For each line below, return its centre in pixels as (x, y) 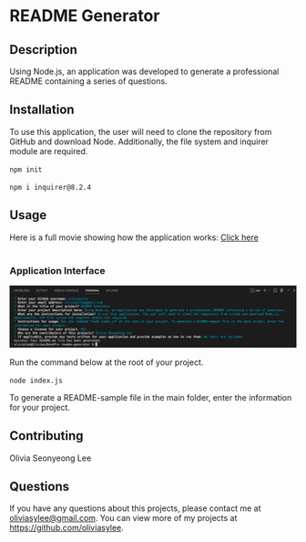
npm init (26, 170)
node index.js (36, 380)
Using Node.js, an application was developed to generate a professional (144, 71)
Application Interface (57, 270)
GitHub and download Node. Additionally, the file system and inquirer (139, 141)
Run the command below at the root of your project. (107, 362)
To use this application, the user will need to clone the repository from (141, 131)
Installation (42, 110)
